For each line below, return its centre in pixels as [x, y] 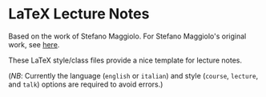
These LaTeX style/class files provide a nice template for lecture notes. [125, 60]
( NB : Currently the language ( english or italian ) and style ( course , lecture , [133, 75]
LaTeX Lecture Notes [79, 14]
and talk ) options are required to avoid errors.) [86, 84]
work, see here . [34, 44]
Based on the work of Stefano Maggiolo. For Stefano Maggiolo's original [127, 36]
